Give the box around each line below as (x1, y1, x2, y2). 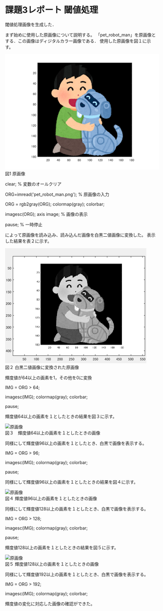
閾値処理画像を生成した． (5, 21, 57, 27)
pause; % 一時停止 (5, 222, 43, 227)
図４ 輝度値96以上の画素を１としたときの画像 (5, 495, 98, 501)
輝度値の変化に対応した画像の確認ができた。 (5, 601, 95, 607)
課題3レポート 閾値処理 (5, 4, 99, 16)
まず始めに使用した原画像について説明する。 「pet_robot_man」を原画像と (5, 32, 156, 38)
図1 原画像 (5, 170, 25, 176)
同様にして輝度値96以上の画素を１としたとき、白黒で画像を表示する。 (5, 440, 147, 446)
